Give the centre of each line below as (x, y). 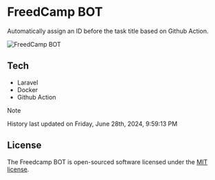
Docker (27, 89)
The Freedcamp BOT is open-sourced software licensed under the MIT (107, 161)
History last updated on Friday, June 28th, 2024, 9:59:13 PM (92, 124)
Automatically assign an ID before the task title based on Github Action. (108, 31)
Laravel (27, 82)
